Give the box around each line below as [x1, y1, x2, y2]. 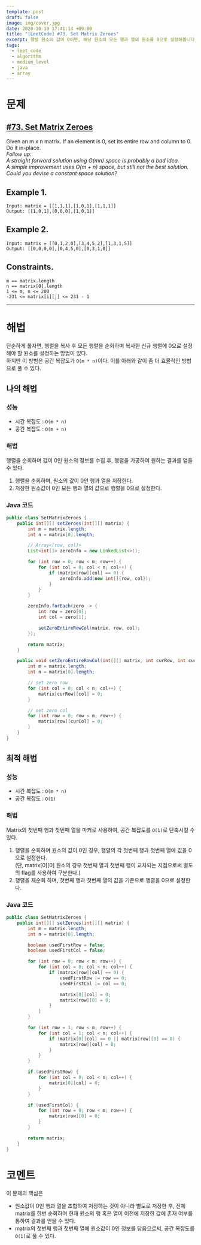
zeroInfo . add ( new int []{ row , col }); [59, 575, 151, 582]
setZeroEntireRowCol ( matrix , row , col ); [38, 625, 141, 631]
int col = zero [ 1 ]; [38, 614, 87, 621]
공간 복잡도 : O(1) [14, 795, 56, 802]
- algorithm [11, 53, 42, 59]
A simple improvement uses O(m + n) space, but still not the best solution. [6, 163, 189, 171]
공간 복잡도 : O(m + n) [14, 425, 67, 432]
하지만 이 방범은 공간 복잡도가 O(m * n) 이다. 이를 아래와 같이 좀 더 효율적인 [6, 357, 181, 364]
